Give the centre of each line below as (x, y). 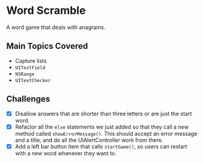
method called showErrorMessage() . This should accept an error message (106, 133)
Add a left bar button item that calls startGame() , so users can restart (101, 146)
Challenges (28, 99)
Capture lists (31, 60)
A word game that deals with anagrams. (56, 27)
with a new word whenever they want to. (66, 153)
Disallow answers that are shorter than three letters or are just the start (103, 113)
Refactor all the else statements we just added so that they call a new (102, 127)
